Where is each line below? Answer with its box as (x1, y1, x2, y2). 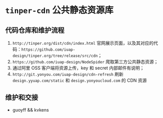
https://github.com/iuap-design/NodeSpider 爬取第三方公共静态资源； (12, 59, 158, 65)
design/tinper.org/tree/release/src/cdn (12, 53, 98, 58)
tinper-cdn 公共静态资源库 (5, 4, 113, 16)
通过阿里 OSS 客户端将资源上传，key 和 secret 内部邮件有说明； (12, 65, 144, 71)
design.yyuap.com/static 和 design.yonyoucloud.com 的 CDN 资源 (12, 78, 147, 83)
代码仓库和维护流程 (5, 26, 64, 34)
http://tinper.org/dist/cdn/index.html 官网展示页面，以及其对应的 (12, 40, 154, 46)
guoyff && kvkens (12, 107, 49, 113)
